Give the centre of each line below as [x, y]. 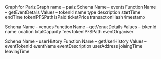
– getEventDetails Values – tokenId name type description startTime [73, 12]
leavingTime [17, 51]
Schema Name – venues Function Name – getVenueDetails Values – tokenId [81, 27]
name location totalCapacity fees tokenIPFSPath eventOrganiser [69, 32]
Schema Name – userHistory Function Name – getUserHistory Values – [76, 41]
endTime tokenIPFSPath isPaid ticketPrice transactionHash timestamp [75, 17]
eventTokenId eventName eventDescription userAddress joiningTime [74, 46]
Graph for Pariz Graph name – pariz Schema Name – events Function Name [80, 7]
